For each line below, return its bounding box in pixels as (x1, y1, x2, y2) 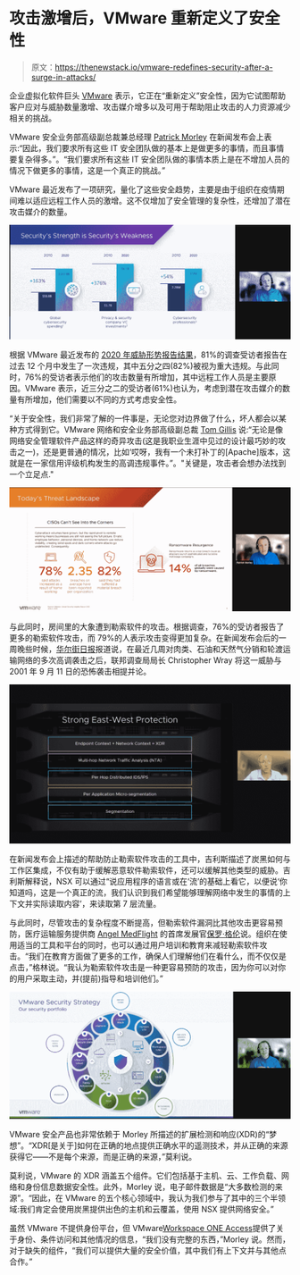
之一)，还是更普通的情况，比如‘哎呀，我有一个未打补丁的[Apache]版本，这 (16, 447, 291, 457)
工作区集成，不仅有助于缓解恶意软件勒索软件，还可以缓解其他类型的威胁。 (9, 865, 283, 876)
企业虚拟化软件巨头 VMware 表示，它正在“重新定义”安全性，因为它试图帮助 (9, 90, 287, 101)
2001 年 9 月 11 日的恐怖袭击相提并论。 (9, 666, 152, 676)
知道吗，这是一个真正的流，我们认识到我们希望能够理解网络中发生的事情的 (9, 887, 283, 898)
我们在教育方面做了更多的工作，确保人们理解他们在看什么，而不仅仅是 (28, 951, 287, 961)
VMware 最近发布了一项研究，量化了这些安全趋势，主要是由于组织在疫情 (9, 184, 277, 195)
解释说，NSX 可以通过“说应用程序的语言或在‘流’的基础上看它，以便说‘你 (24, 877, 287, 887)
